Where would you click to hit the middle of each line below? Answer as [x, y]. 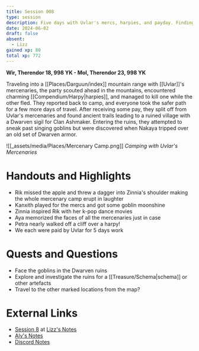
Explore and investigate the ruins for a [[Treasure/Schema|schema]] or [101, 276]
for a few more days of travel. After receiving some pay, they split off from [97, 109]
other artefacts [33, 283]
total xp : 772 [24, 56]
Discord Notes [32, 342]
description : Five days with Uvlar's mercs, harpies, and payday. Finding [100, 22]
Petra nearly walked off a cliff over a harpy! [67, 224]
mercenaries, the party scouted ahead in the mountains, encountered [91, 90]
